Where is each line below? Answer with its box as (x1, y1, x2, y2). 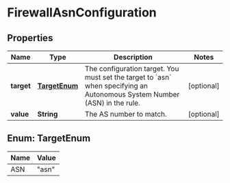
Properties (7, 32, 53, 44)
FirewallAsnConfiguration (7, 5, 157, 21)
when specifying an (84, 81, 149, 90)
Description (114, 53, 153, 62)
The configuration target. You (84, 64, 179, 73)
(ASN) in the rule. (84, 98, 140, 108)
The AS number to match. (84, 110, 167, 119)
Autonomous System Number (84, 90, 180, 99)
